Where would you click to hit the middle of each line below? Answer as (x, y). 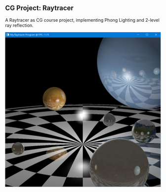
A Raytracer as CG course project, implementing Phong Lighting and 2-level (82, 20)
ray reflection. (19, 25)
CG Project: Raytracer (40, 8)
